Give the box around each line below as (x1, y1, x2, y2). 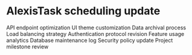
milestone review (6, 43, 49, 50)
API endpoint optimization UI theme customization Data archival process (6, 24, 186, 31)
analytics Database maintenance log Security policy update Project (6, 36, 173, 44)
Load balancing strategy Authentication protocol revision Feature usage (6, 30, 185, 37)
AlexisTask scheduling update (6, 4, 161, 18)
